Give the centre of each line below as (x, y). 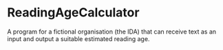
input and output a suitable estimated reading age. (78, 38)
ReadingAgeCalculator (73, 13)
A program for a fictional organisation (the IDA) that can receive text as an (112, 32)
